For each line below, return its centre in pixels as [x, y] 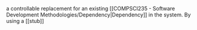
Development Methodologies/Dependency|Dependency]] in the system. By [98, 15]
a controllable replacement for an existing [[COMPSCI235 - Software [90, 9]
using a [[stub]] [25, 21]
